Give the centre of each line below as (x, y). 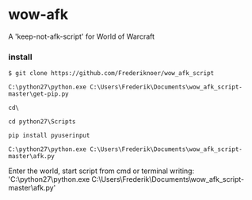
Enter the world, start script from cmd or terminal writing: (101, 171)
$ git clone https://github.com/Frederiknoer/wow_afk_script (111, 74)
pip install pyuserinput (49, 136)
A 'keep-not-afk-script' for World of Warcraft (82, 36)
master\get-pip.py (38, 94)
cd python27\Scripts (42, 122)
